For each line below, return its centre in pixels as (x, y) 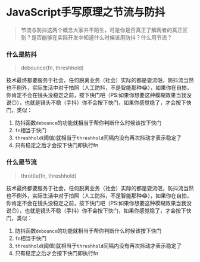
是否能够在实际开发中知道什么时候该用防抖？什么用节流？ (102, 37)
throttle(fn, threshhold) (49, 176)
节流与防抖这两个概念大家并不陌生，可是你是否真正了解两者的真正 (101, 30)
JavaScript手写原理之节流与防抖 (86, 12)
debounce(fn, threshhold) (52, 68)
